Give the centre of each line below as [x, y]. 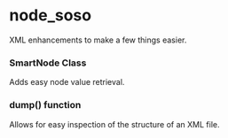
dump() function [45, 105]
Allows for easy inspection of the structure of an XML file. [114, 124]
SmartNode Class [48, 63]
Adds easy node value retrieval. [67, 82]
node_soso [50, 15]
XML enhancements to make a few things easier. [98, 40]
